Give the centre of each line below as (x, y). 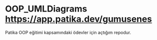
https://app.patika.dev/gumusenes (78, 19)
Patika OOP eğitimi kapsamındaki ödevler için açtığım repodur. (68, 32)
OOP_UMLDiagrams (46, 9)
